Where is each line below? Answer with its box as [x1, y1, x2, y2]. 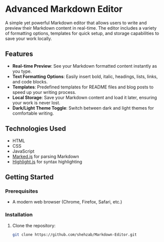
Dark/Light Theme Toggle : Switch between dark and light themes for [12, 105, 154, 111]
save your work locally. [5, 36, 52, 41]
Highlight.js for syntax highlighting [12, 159, 83, 164]
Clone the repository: [12, 222, 56, 228]
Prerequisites [5, 188, 38, 195]
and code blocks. [12, 79, 48, 84]
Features [5, 50, 33, 58]
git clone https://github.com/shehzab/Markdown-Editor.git [12, 232, 137, 237]
